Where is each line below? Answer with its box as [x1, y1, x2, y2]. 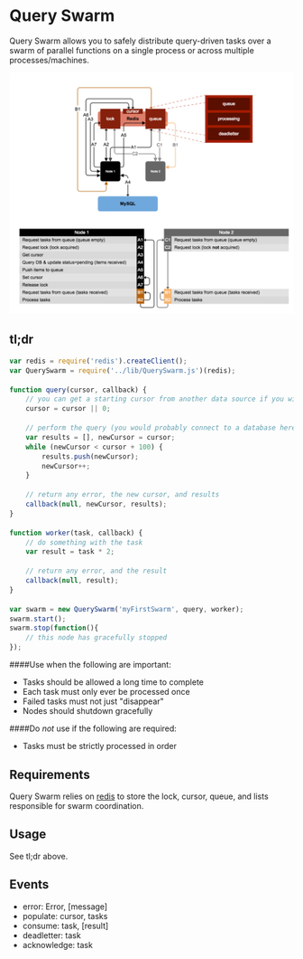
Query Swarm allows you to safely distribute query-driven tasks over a [9, 35, 272, 46]
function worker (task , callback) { [9, 528, 143, 537]
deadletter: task [22, 929, 81, 941]
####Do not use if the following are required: [9, 723, 178, 734]
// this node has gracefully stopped [25, 633, 168, 642]
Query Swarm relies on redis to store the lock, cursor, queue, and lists [9, 791, 269, 802]
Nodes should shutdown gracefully [22, 706, 153, 717]
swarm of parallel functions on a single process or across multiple [9, 44, 254, 55]
